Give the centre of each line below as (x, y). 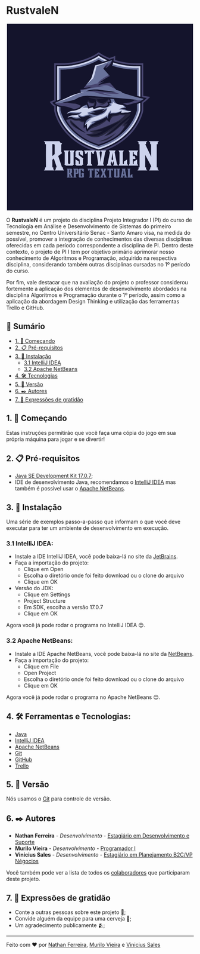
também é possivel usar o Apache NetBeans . (70, 489)
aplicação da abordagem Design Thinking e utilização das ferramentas (93, 301)
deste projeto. (23, 879)
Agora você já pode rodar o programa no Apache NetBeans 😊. (83, 697)
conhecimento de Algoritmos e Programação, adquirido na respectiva (92, 258)
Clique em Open (43, 569)
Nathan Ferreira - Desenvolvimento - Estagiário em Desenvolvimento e (102, 836)
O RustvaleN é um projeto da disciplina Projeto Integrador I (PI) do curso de (99, 220)
